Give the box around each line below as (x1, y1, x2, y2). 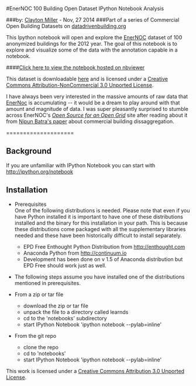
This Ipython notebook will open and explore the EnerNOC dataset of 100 (6, 34, 183, 40)
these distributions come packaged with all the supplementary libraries (14, 225, 186, 232)
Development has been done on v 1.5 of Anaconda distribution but (23, 255, 183, 263)
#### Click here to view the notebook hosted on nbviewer (6, 64, 145, 71)
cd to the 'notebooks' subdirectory (23, 314, 107, 321)
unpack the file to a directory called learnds (23, 308, 129, 316)
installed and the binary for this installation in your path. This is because (14, 219, 188, 226)
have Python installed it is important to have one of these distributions (14, 213, 183, 220)
